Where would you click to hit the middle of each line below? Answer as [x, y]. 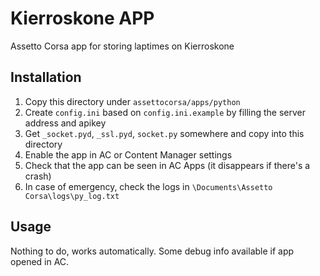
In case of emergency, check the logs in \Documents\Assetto [148, 186]
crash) [38, 176]
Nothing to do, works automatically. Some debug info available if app [152, 251]
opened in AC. [40, 261]
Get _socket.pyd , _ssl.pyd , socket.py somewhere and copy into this [164, 133]
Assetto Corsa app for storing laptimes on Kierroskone [122, 46]
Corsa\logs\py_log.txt [72, 196]
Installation [46, 77]
